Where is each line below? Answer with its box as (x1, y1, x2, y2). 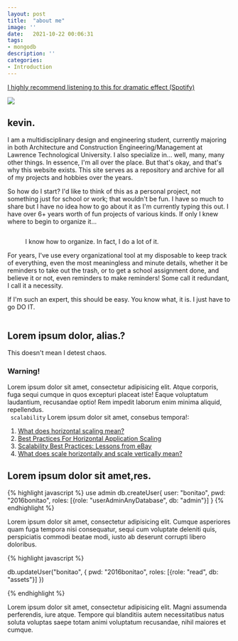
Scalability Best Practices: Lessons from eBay (17, 442, 152, 450)
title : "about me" (7, 17, 65, 24)
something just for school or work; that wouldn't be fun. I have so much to (7, 195, 224, 203)
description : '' (7, 51, 55, 58)
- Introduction (7, 63, 53, 70)
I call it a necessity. (7, 282, 64, 290)
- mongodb (7, 43, 37, 51)
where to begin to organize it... (7, 218, 97, 226)
